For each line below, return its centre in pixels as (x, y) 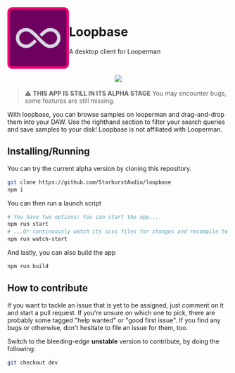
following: (21, 348)
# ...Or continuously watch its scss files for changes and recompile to (118, 232)
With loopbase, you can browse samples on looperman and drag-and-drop (116, 114)
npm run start (28, 225)
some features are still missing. (70, 101)
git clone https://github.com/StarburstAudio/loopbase (89, 182)
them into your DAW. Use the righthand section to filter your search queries (116, 122)
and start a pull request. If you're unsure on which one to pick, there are (112, 312)
